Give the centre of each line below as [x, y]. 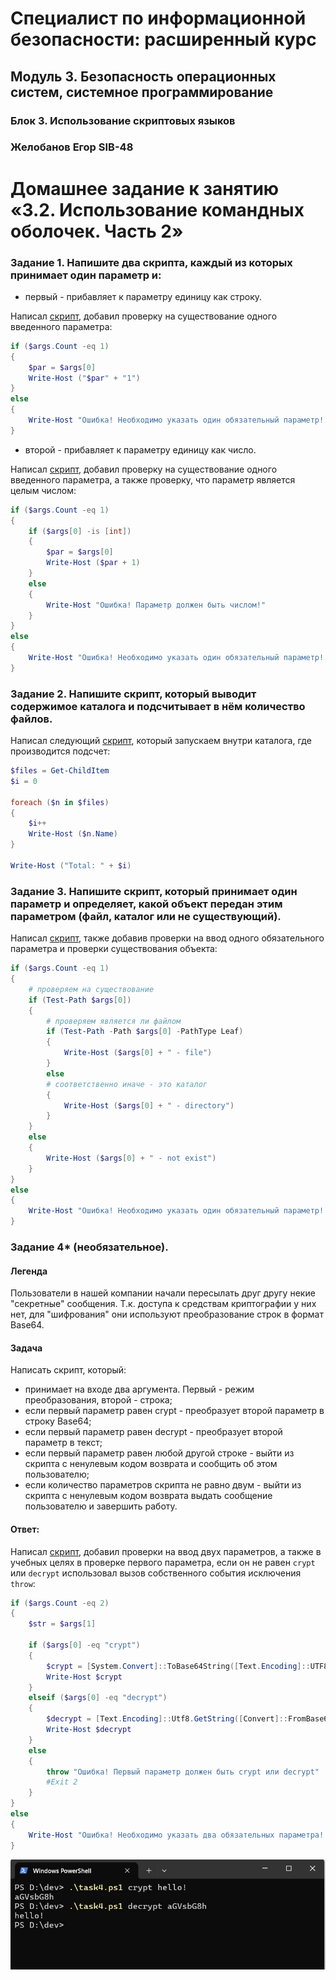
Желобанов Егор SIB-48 [72, 147]
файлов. [31, 719]
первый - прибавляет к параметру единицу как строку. [143, 296]
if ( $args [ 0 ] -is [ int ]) [80, 531]
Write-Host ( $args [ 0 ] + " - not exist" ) [131, 1158]
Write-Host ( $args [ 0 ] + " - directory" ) [149, 1105]
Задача [26, 1348]
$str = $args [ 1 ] [62, 1624]
